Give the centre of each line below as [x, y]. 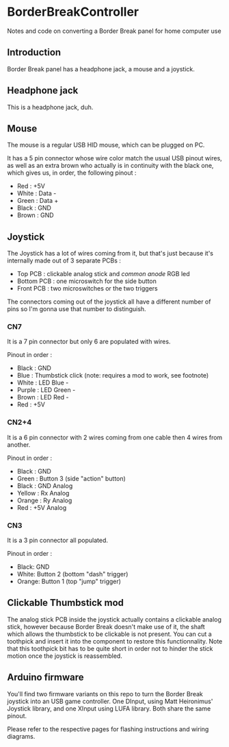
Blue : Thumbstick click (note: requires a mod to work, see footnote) [113, 376]
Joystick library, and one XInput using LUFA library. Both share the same [109, 708]
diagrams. [21, 736]
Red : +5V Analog [42, 507]
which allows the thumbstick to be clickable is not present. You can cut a [109, 634]
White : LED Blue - [43, 383]
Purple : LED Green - [46, 390]
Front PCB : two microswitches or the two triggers [87, 289]
